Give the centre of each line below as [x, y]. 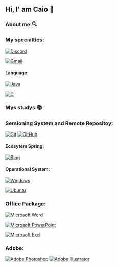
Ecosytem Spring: [25, 146]
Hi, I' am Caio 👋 [30, 9]
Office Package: [26, 204]
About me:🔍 [21, 25]
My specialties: [25, 40]
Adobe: [15, 248]
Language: [17, 73]
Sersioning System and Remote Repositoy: [59, 123]
